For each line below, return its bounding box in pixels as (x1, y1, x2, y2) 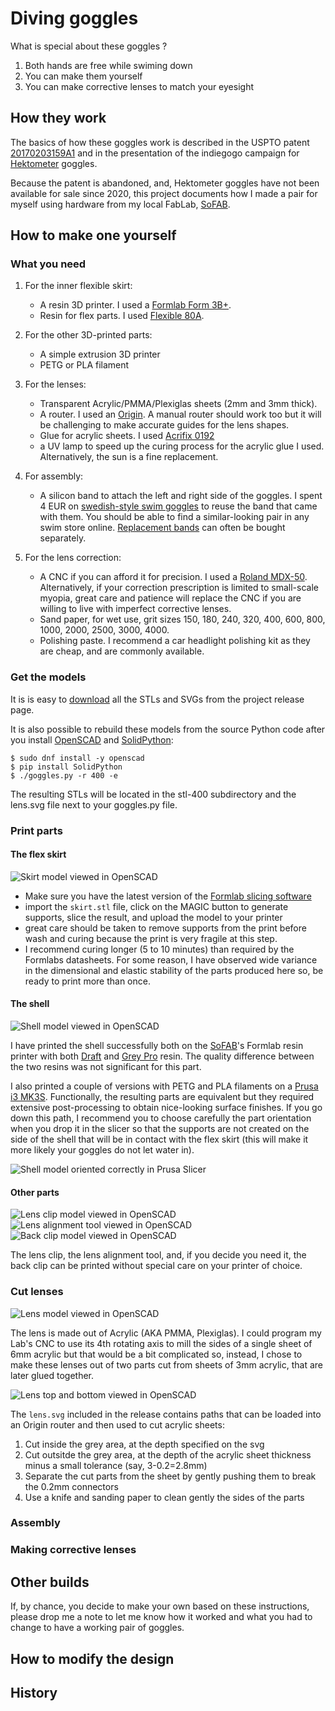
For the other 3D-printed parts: (24, 329, 153, 341)
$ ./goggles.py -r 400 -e (10, 770, 118, 781)
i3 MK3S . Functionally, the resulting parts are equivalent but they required (10, 1091, 315, 1103)
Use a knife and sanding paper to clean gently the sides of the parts (24, 1491, 305, 1503)
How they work (10, 110, 107, 127)
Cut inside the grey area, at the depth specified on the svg (24, 1438, 265, 1450)
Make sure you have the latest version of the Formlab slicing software (24, 890, 312, 902)
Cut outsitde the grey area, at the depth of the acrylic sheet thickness (24, 1448, 312, 1461)
